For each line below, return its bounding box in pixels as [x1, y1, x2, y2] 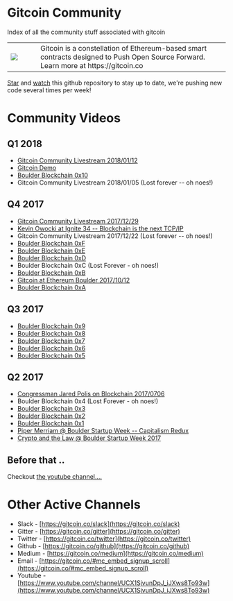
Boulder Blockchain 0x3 [17, 405, 86, 413]
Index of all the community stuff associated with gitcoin [7, 28, 166, 36]
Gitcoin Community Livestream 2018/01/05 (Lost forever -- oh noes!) [17, 178, 214, 187]
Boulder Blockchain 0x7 [17, 337, 85, 345]
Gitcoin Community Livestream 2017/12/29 [17, 217, 139, 225]
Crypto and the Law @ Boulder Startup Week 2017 [17, 434, 162, 442]
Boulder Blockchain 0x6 [17, 344, 86, 352]
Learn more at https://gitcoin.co [40, 60, 144, 70]
